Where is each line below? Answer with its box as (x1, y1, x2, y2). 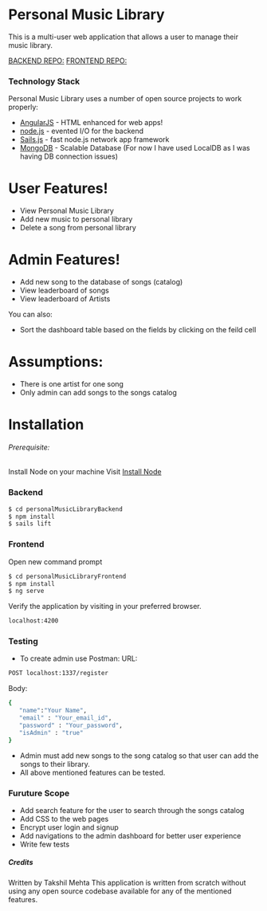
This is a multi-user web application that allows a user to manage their (8, 32, 239, 41)
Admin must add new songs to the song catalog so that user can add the (19, 751, 259, 760)
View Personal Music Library (19, 206, 114, 216)
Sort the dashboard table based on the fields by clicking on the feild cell (19, 325, 257, 335)
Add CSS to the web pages (19, 814, 109, 823)
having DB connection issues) (19, 151, 118, 161)
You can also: (8, 309, 53, 320)
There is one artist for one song (19, 379, 124, 389)
